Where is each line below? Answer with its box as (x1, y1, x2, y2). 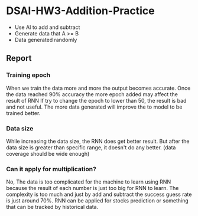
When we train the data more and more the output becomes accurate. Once (6, 84, 191, 91)
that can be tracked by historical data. (6, 204, 99, 211)
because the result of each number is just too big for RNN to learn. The (6, 185, 179, 192)
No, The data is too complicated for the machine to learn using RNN (6, 178, 171, 185)
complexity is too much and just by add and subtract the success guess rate (6, 191, 192, 198)
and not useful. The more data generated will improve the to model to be (6, 103, 183, 110)
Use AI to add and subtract (14, 24, 80, 31)
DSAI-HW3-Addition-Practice (6, 4, 155, 18)
